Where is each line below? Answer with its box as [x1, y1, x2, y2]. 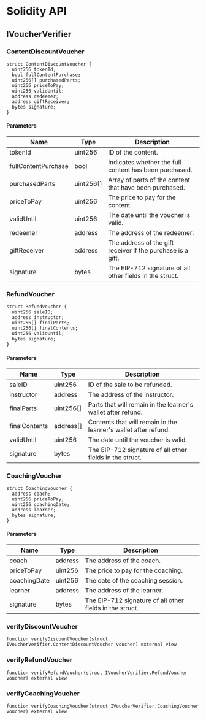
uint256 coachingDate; [12, 501, 70, 507]
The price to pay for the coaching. [85, 566, 183, 575]
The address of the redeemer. [108, 229, 194, 237]
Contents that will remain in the [88, 418, 178, 426]
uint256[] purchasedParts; [12, 77, 81, 83]
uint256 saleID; [12, 309, 53, 315]
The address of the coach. [85, 556, 161, 565]
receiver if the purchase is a [108, 247, 188, 255]
